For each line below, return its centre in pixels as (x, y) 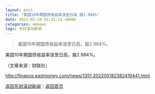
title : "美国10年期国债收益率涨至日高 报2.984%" (52, 15)
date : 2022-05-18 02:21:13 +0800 (41, 19)
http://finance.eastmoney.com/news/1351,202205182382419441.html (77, 76)
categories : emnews (26, 24)
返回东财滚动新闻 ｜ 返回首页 (34, 86)
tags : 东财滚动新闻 (24, 29)
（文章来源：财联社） (27, 66)
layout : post (19, 10)
